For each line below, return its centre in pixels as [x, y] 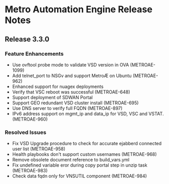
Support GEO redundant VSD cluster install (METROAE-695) [75, 103]
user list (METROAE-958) [39, 149]
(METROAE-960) [30, 119]
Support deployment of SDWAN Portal [52, 97]
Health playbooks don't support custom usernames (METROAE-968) [84, 154]
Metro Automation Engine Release [79, 9]
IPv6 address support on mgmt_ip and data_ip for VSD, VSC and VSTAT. [88, 113]
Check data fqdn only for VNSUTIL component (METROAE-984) [79, 176]
